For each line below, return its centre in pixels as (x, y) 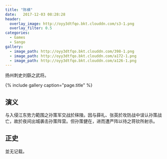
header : (13, 19)
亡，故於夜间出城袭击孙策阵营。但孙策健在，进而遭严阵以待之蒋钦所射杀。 (81, 121)
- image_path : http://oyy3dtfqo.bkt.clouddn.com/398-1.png (72, 51)
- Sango (18, 42)
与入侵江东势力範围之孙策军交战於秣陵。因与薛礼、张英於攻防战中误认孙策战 (83, 115)
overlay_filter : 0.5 (31, 28)
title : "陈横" (19, 10)
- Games (18, 38)
